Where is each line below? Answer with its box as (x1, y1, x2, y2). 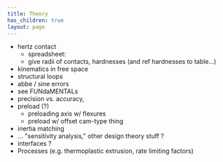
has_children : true (7, 17, 64, 24)
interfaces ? (17, 140, 52, 148)
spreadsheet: (27, 50, 66, 58)
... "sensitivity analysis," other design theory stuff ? (17, 132, 164, 140)
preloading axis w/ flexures (27, 109, 106, 118)
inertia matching (17, 124, 64, 133)
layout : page (7, 23, 45, 30)
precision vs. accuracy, (17, 95, 85, 103)
